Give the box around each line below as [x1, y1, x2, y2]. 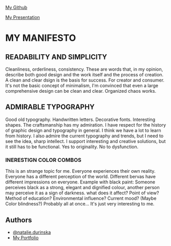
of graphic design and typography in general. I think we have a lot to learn [5, 127, 161, 133]
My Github [5, 5, 28, 10]
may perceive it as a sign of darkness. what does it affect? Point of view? [5, 190, 159, 196]
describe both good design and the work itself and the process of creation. [5, 72, 164, 77]
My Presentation [5, 14, 40, 20]
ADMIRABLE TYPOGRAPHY [5, 102, 95, 112]
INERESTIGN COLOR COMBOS [5, 156, 82, 163]
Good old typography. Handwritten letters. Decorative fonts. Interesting [5, 116, 156, 122]
